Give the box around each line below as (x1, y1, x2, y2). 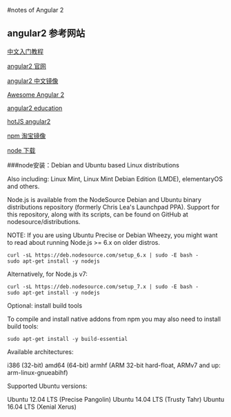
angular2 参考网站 (7, 28, 86, 39)
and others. (7, 182, 40, 190)
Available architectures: (7, 347, 74, 355)
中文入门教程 (7, 47, 43, 55)
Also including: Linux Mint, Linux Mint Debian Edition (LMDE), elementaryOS (7, 174, 223, 183)
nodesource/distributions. (7, 217, 81, 225)
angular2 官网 (7, 62, 46, 70)
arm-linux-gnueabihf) (7, 368, 68, 376)
